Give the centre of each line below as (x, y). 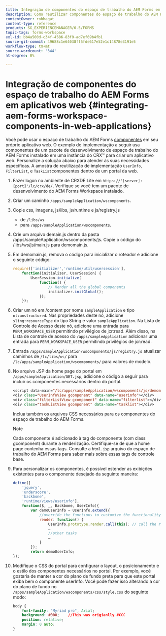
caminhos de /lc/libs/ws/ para (45, 356)
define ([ (22, 483)
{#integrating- (118, 105)
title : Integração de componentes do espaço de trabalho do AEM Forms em (83, 10)
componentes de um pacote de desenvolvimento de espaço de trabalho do (82, 150)
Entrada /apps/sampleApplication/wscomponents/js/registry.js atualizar (87, 351)
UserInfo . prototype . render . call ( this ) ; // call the (102, 524)
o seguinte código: (32, 260)
